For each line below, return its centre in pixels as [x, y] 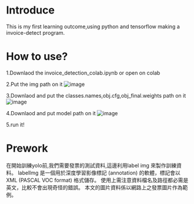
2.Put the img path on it [34, 84]
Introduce [30, 10]
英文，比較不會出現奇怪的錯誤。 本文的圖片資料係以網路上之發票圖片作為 [94, 187]
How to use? [37, 57]
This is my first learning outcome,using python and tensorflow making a [93, 26]
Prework [27, 148]
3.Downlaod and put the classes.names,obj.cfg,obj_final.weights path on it [96, 95]
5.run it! [15, 125]
